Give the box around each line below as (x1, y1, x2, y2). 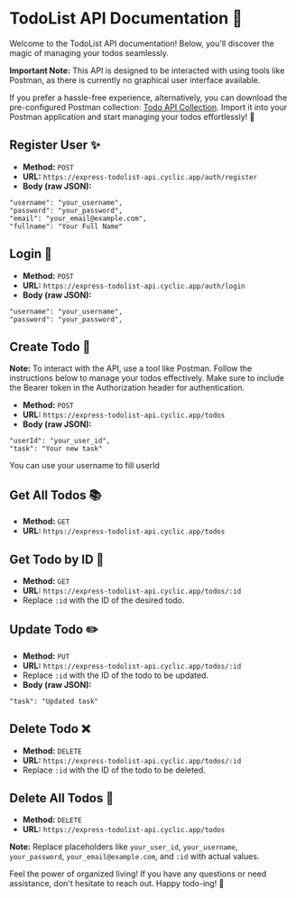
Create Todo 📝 (9, 338, 91, 355)
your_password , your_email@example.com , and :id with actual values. (9, 851, 260, 862)
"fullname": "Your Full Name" (9, 221, 124, 231)
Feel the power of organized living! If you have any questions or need (9, 868, 267, 879)
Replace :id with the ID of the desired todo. (22, 595, 185, 606)
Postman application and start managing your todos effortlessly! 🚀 (9, 111, 255, 122)
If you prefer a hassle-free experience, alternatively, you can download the (9, 92, 288, 103)
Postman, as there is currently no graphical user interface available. (9, 74, 261, 85)
